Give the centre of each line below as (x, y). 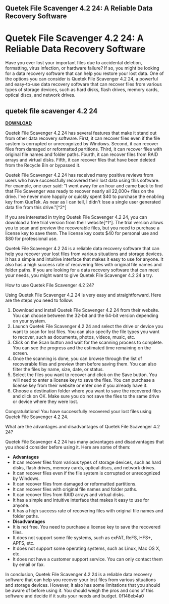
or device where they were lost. (45, 401)
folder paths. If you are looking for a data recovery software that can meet (82, 270)
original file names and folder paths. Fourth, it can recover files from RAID (82, 154)
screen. (20, 353)
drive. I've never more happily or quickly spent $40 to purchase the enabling (85, 196)
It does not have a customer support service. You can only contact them (88, 559)
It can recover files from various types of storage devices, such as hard (87, 462)
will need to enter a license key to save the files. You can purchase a (83, 380)
